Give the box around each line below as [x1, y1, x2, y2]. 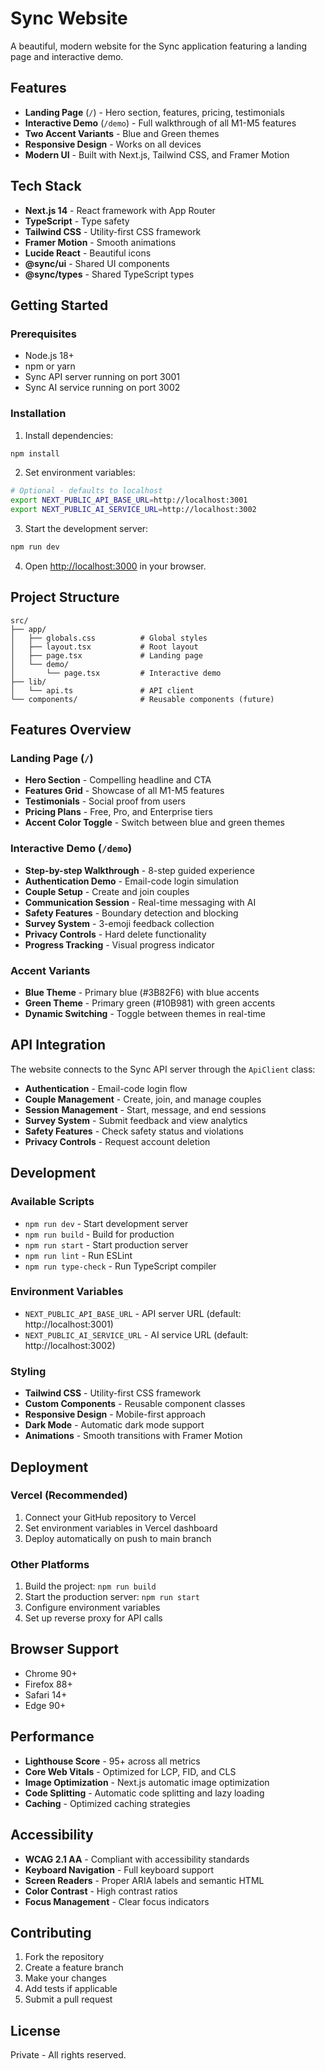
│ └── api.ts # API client [10, 685, 195, 696]
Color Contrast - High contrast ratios [24, 1885, 178, 1897]
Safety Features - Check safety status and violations [24, 1125, 244, 1137]
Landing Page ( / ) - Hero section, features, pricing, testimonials [24, 106, 285, 118]
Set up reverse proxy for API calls [24, 1612, 163, 1624]
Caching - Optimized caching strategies [24, 1797, 191, 1809]
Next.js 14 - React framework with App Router [24, 204, 216, 216]
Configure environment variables [24, 1602, 161, 1614]
